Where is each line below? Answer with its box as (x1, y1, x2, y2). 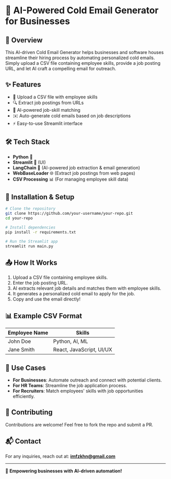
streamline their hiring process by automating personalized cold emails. (5, 55, 155, 61)
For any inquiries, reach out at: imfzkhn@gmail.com (5, 453, 116, 459)
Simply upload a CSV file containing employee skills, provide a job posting (5, 60, 161, 66)
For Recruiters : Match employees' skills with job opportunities (12, 388, 144, 394)
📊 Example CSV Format (5, 311, 82, 320)
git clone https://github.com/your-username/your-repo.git (5, 211, 133, 216)
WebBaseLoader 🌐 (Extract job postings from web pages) (12, 170, 136, 176)
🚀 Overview (5, 36, 43, 44)
